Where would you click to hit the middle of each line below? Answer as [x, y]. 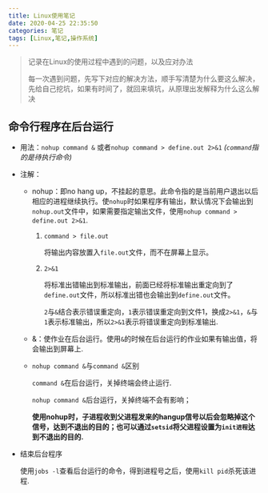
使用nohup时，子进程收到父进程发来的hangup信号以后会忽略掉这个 [144, 417]
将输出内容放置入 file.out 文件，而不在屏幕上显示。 [128, 252]
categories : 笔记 [36, 30]
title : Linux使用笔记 [42, 16]
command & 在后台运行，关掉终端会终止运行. [102, 383]
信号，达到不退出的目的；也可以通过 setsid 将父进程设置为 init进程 [140, 427]
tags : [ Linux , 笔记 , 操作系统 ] [53, 38]
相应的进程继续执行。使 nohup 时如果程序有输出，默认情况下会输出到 [142, 202]
